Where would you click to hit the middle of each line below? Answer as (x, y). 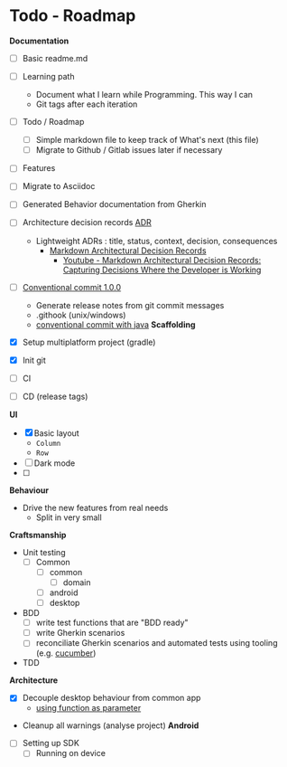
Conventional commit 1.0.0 (72, 287)
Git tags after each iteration (87, 104)
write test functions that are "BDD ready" (112, 623)
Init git (34, 360)
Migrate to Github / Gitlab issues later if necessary (129, 150)
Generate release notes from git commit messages (130, 305)
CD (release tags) (55, 396)
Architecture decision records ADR (87, 223)
